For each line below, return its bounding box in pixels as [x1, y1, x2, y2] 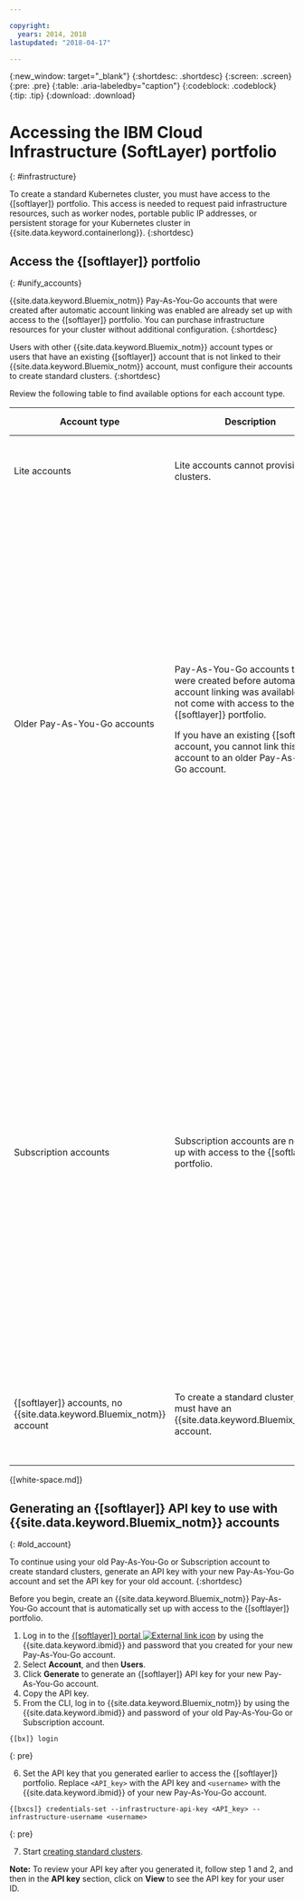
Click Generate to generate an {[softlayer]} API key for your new [22, 1668, 263, 1679]
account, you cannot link [174, 740, 279, 753]
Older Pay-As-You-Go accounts [14, 717, 155, 730]
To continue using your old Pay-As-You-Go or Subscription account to [9, 1556, 271, 1567]
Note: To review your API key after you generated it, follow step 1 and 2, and [9, 1863, 294, 1874]
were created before [174, 675, 261, 687]
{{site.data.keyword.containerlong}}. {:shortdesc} [9, 228, 195, 239]
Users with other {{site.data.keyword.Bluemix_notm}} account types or [9, 342, 273, 353]
